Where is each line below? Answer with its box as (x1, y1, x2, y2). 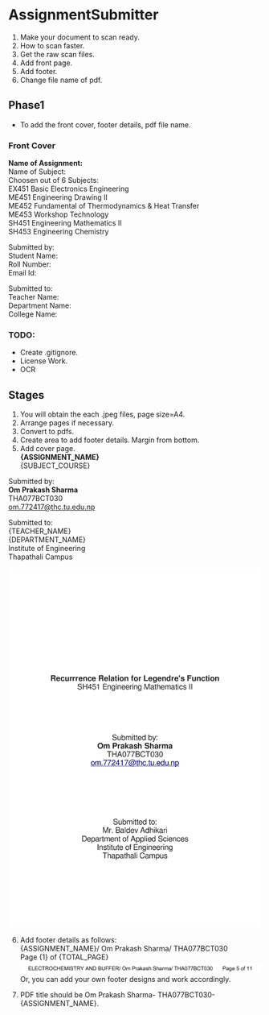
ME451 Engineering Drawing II (8, 193, 108, 202)
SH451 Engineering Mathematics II (8, 218, 122, 228)
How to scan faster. (19, 40, 85, 50)
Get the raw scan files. (19, 49, 95, 59)
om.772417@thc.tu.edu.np (8, 502, 96, 512)
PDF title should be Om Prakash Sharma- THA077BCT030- (19, 989, 215, 1000)
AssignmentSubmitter (8, 6, 159, 24)
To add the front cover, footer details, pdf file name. (19, 119, 191, 130)
